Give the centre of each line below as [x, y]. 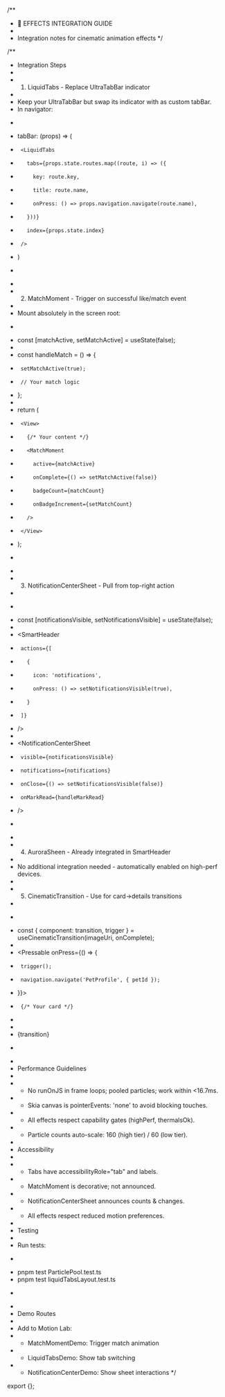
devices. [29, 874]
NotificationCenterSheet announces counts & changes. [106, 1201]
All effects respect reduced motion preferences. [96, 1216]
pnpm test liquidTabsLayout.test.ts [66, 1279]
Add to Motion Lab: [45, 1328]
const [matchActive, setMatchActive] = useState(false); [96, 340]
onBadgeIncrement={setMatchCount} [83, 504]
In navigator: [35, 109]
